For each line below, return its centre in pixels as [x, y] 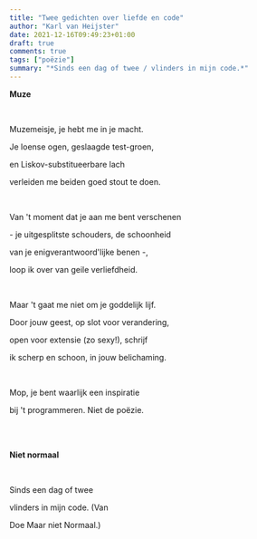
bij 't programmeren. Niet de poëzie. [77, 409]
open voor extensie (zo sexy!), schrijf [79, 340]
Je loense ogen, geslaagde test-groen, [81, 147]
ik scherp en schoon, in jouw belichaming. [88, 357]
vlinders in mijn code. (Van [59, 507]
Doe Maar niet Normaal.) [55, 525]
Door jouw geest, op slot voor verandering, [90, 322]
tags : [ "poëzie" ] [42, 60]
